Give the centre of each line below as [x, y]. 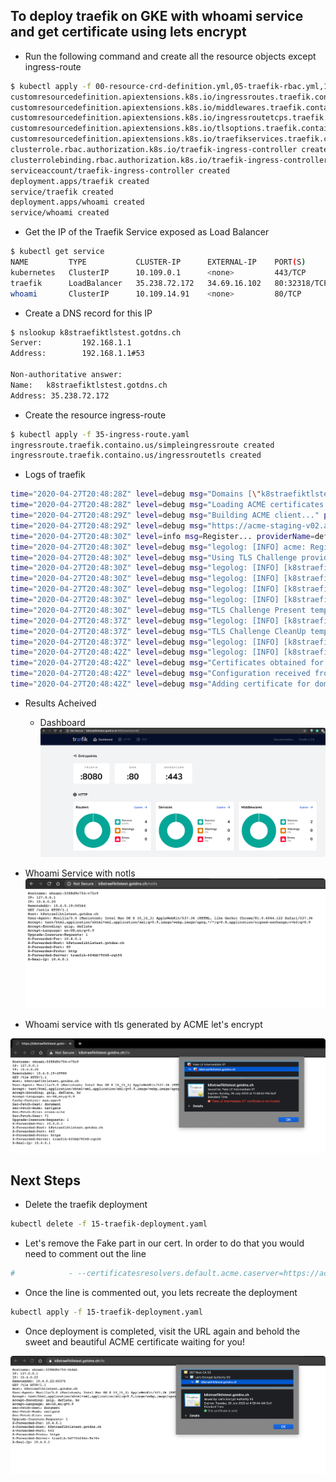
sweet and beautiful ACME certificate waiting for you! [134, 1341]
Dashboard [62, 722]
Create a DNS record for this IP [88, 313]
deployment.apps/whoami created [77, 202]
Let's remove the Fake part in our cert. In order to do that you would [164, 1243]
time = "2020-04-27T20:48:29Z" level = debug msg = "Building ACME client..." [165, 515]
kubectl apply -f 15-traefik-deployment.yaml [106, 1312]
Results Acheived [60, 703]
